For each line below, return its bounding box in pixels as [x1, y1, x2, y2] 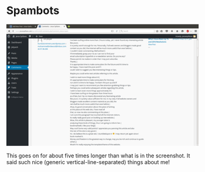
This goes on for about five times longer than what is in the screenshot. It [6, 152, 190, 159]
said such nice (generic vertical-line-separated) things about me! [6, 159, 170, 166]
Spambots [6, 4, 60, 18]
